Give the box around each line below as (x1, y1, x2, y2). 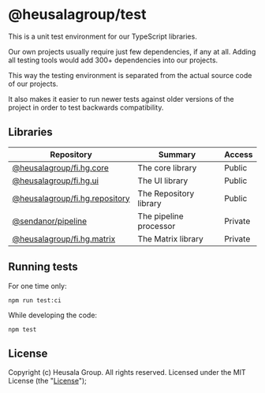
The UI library (137, 175, 188, 186)
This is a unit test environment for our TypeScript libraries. (8, 32, 197, 41)
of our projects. (8, 79, 58, 88)
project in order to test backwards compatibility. (8, 103, 164, 112)
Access (224, 148, 253, 159)
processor (137, 220, 176, 231)
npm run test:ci (8, 296, 62, 305)
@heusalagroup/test (8, 6, 147, 24)
